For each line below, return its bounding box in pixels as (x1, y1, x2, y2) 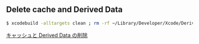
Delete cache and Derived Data (6, 5, 123, 15)
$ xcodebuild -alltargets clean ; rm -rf (6, 20, 110, 26)
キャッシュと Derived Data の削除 (6, 32, 88, 39)
